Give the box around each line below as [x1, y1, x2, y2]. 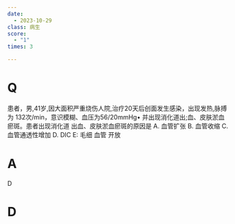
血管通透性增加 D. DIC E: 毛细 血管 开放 [7, 130, 121, 138]
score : [7, 30, 27, 37]
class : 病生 [7, 23, 40, 30]
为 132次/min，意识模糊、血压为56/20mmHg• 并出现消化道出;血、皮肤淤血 [7, 112, 225, 121]
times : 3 [7, 43, 33, 50]
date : [7, 10, 23, 18]
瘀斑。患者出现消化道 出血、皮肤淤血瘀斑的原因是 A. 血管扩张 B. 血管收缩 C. [7, 122, 229, 130]
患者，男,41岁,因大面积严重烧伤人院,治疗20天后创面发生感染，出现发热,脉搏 [7, 104, 227, 112]
